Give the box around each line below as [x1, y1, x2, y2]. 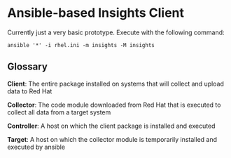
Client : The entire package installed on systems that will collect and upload [7, 79, 224, 88]
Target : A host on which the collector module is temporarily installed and [7, 135, 218, 143]
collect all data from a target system [7, 107, 111, 117]
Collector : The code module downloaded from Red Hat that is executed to [7, 100, 221, 109]
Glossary [7, 61, 48, 73]
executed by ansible [7, 143, 65, 151]
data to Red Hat [7, 86, 52, 96]
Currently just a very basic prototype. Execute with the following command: [7, 28, 225, 37]
